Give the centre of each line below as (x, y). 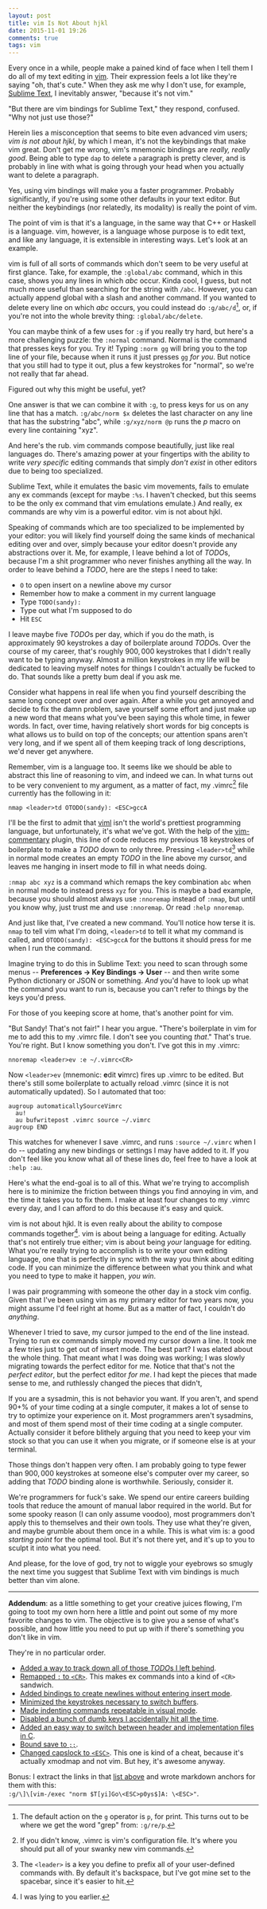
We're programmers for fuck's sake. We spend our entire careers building (129, 1497)
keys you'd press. (37, 998)
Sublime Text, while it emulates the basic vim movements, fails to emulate (129, 486)
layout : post (30, 16)
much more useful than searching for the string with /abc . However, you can (133, 289)
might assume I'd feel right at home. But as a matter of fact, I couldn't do (127, 1308)
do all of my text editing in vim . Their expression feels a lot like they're (122, 77)
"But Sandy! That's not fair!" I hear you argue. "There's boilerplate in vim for (132, 1028)
